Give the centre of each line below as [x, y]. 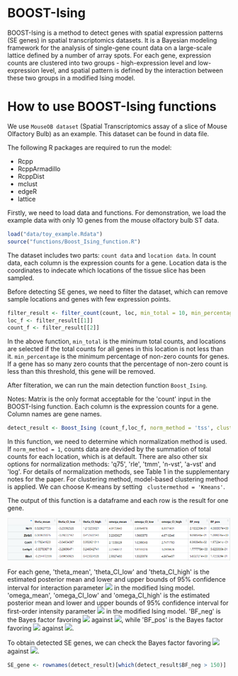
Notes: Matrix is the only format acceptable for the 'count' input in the [109, 399]
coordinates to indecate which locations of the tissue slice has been [107, 270]
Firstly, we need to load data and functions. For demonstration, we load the [117, 212]
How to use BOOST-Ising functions [112, 107]
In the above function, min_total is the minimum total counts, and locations [117, 341]
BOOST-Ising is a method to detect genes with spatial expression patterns [115, 33]
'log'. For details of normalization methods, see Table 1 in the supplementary [119, 472]
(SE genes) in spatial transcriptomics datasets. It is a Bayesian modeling [112, 40]
